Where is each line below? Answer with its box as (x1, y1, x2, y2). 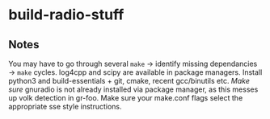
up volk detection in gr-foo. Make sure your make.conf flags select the (8, 93, 243, 102)
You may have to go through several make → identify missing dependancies (8, 59, 258, 68)
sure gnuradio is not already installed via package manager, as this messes (8, 84, 259, 94)
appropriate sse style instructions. (8, 102, 122, 111)
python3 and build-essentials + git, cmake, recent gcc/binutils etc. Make (8, 76, 251, 85)
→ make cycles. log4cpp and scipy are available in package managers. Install (8, 68, 263, 77)
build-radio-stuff (8, 6, 124, 24)
